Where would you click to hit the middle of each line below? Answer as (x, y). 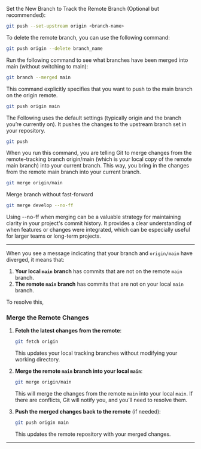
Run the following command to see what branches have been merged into (97, 60)
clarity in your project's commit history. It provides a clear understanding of (99, 223)
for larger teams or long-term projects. (54, 236)
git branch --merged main (38, 77)
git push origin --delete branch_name (54, 48)
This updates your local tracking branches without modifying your (96, 353)
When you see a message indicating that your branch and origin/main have (100, 253)
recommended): (26, 15)
